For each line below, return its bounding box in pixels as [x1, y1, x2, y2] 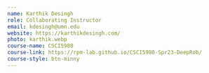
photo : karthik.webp [7, 36, 68, 43]
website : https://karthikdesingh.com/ [7, 29, 121, 37]
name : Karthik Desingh [7, 10, 74, 17]
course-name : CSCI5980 [7, 42, 74, 49]
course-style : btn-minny [7, 56, 80, 63]
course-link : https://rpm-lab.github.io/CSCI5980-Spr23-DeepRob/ [7, 49, 202, 56]
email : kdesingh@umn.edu [7, 23, 80, 30]
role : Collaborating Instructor [7, 17, 102, 24]
